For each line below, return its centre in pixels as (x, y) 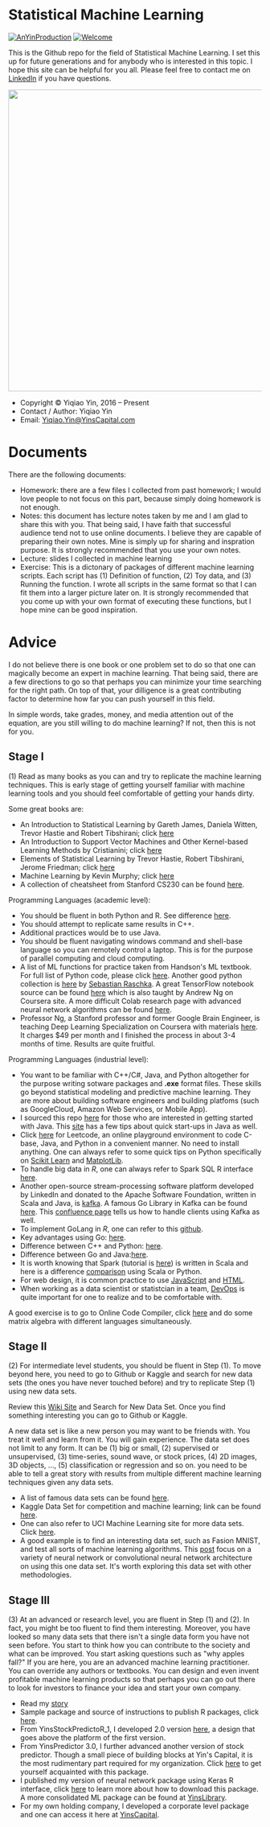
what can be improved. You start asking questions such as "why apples (127, 1654)
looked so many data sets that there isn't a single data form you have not (129, 1637)
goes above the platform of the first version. (93, 1738)
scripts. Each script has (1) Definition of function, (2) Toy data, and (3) (135, 575)
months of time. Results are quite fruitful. (87, 1043)
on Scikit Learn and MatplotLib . (72, 1160)
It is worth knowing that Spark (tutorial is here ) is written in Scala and (134, 1263)
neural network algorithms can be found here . (96, 1009)
